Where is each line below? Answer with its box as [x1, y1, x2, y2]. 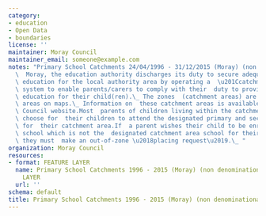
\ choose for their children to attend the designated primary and [15, 115, 246, 123]
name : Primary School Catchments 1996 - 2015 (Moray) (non [15, 166, 215, 174]
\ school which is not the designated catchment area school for [15, 129, 239, 137]
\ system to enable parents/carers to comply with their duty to [15, 85, 239, 93]
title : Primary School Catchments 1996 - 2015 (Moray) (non [8, 195, 211, 203]
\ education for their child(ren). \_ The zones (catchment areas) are [15, 93, 257, 100]
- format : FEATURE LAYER [8, 159, 90, 167]
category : [8, 11, 41, 20]
